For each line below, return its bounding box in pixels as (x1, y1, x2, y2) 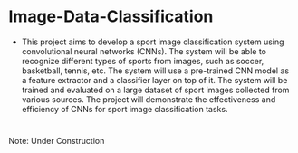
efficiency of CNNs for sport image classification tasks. (21, 103, 228, 114)
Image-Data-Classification (8, 6, 214, 27)
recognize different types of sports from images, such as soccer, (21, 55, 264, 66)
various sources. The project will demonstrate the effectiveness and (21, 93, 276, 105)
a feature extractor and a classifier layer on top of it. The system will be (21, 74, 288, 85)
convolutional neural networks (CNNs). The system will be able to (21, 45, 266, 56)
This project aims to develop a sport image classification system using (21, 36, 284, 47)
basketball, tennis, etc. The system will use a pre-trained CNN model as (21, 65, 290, 76)
